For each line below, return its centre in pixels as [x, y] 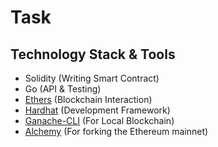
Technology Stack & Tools [93, 54]
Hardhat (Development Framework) [97, 110]
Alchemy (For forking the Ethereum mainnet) [116, 131]
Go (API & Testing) [63, 89]
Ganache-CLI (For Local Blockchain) [99, 120]
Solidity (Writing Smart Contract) [92, 78]
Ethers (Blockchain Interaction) [88, 99]
